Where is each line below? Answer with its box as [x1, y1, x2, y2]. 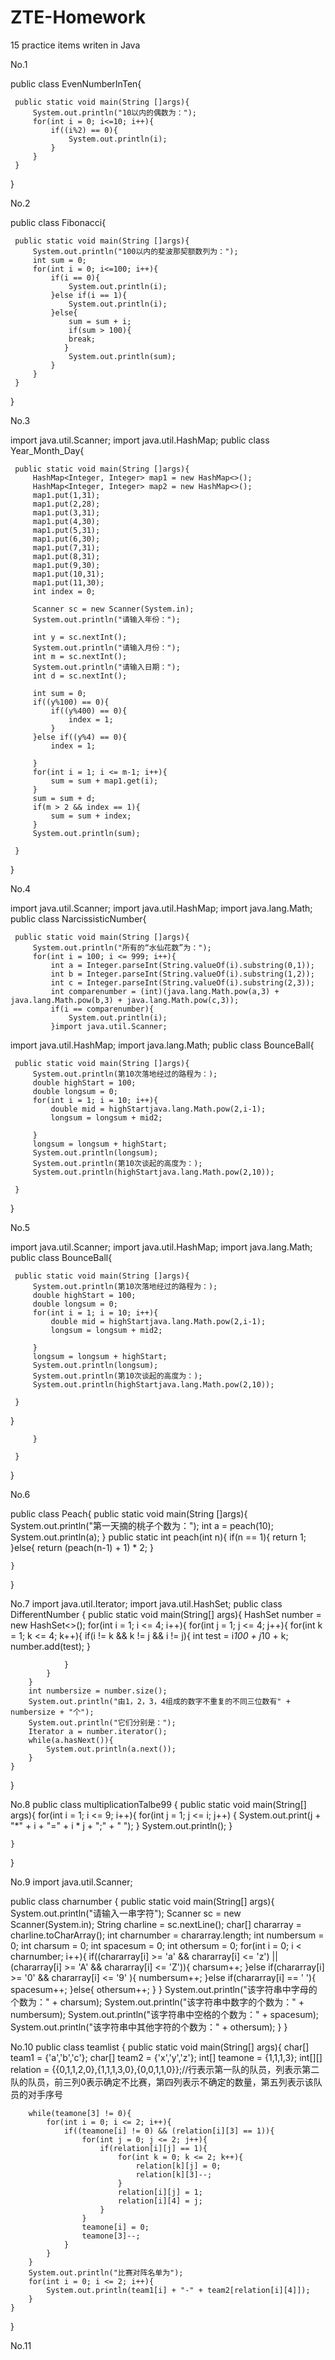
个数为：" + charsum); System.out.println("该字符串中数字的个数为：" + [10, 1996, 305, 2008]
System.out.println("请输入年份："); [32, 614, 181, 625]
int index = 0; [32, 586, 97, 596]
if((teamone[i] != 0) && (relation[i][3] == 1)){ [63, 2126, 275, 2136]
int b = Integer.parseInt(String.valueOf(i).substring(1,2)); [50, 969, 315, 979]
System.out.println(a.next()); [46, 1744, 177, 1754]
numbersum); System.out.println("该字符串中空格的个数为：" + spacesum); [10, 2008, 320, 2020]
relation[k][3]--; [135, 2169, 213, 2180]
